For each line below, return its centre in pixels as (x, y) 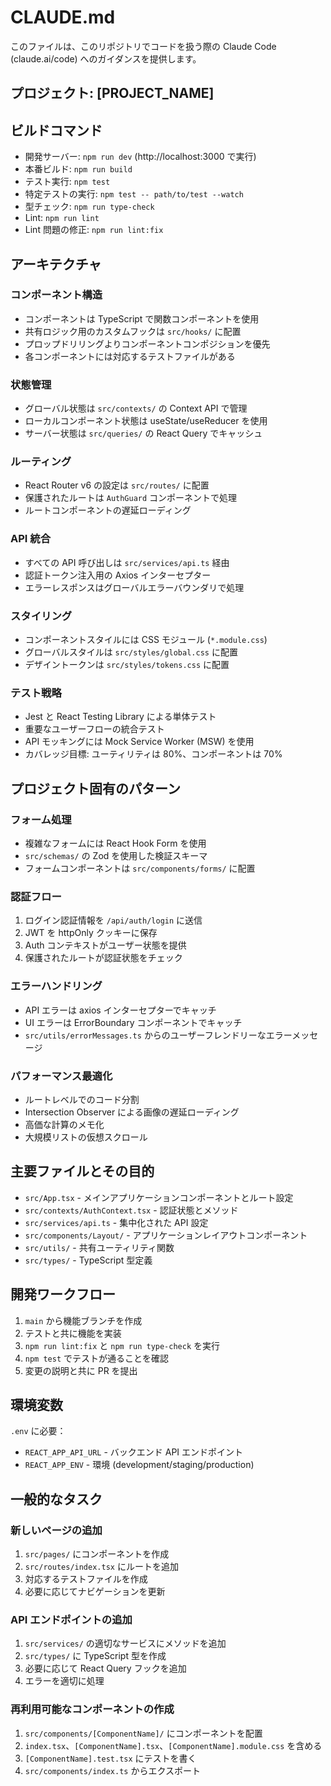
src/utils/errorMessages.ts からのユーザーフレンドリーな (145, 1035)
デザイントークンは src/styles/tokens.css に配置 (127, 665)
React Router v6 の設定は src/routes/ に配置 (117, 485)
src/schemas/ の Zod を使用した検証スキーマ (116, 855)
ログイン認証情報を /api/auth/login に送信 (113, 920)
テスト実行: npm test (67, 182)
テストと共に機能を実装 (73, 1333)
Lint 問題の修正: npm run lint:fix (94, 230)
